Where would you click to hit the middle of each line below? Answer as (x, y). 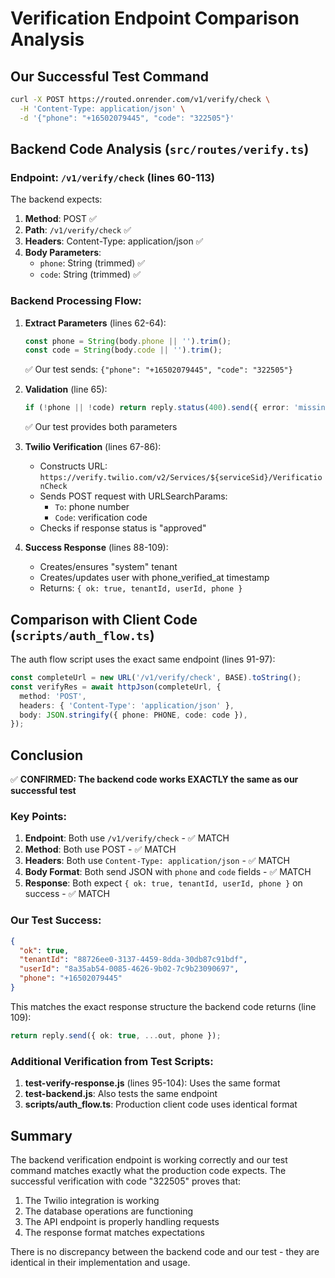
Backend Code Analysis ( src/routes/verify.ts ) (160, 149)
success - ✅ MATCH (67, 894)
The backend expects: (56, 199)
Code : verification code (101, 518)
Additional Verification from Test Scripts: (112, 1061)
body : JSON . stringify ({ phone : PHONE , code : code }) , (133, 715)
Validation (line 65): (66, 389)
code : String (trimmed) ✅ (90, 274)
